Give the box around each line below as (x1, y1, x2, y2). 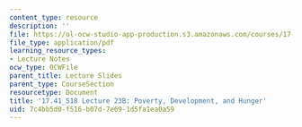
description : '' (9, 21, 70, 30)
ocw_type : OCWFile (9, 63, 78, 72)
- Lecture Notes (9, 55, 70, 63)
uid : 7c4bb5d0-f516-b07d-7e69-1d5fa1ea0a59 (9, 105, 175, 114)
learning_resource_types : (9, 47, 106, 55)
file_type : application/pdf (9, 38, 115, 47)
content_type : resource (9, 13, 99, 22)
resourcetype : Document (9, 88, 99, 97)
